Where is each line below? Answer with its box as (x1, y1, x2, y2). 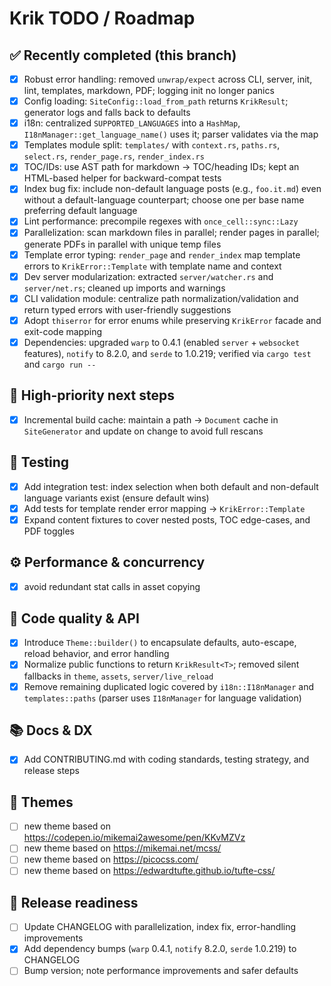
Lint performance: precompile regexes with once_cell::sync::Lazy (23, 215, 299, 227)
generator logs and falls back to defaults (23, 107, 191, 119)
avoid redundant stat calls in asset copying (23, 580, 201, 592)
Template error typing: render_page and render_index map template (23, 248, 301, 261)
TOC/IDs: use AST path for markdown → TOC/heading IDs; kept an (23, 161, 300, 173)
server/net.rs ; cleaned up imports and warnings (23, 282, 226, 294)
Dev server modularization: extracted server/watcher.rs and (23, 270, 274, 282)
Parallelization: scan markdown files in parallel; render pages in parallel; (23, 227, 320, 239)
